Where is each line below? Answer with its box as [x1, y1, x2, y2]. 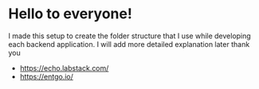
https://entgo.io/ [19, 72, 74, 81]
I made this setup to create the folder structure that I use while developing [8, 31, 251, 41]
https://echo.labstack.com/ [19, 63, 109, 72]
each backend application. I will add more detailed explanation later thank [8, 39, 250, 48]
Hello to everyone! [8, 5, 133, 23]
